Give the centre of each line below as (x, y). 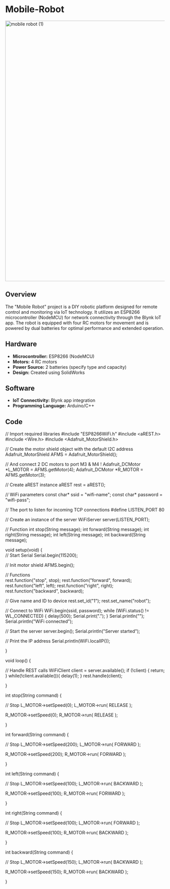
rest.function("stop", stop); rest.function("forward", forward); (69, 580)
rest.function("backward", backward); (45, 591)
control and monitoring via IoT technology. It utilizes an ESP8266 (73, 312)
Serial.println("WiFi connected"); (39, 621)
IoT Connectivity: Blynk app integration (54, 400)
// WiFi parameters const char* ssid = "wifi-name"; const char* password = (84, 495)
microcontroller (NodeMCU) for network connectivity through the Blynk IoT (83, 317)
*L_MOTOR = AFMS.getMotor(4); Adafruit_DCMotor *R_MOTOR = (74, 470)
